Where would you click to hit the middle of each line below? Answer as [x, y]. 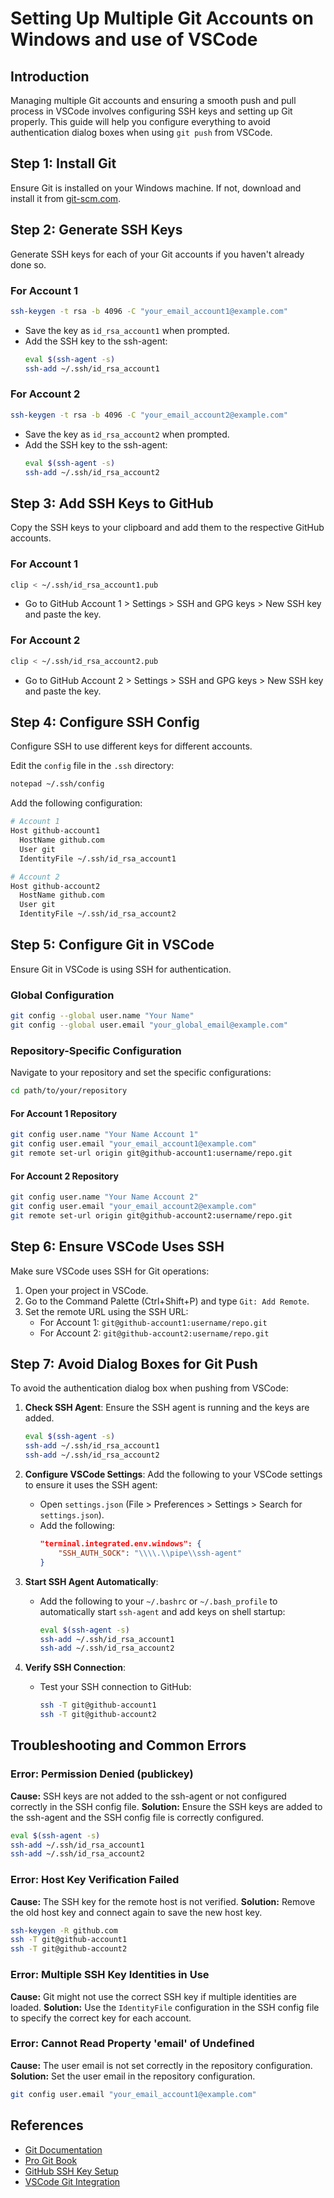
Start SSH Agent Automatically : [91, 1581]
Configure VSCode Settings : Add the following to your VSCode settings [173, 1474]
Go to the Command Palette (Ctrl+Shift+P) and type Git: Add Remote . [167, 1301]
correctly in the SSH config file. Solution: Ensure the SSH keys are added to [166, 1806]
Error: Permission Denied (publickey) [102, 1774]
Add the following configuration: [76, 803]
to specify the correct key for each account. [101, 2018]
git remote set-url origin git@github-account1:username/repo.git [151, 1153]
